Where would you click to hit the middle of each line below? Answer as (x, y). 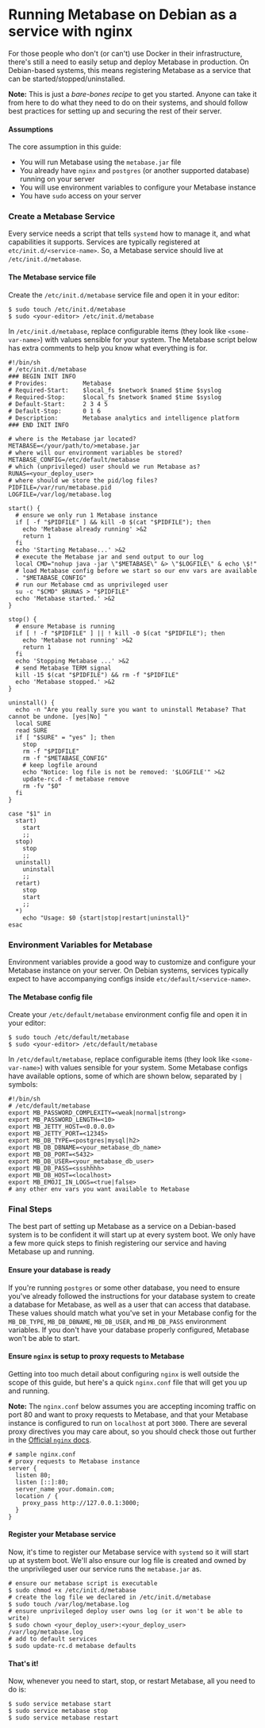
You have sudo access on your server (80, 196)
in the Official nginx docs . (50, 1440)
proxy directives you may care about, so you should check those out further (132, 1431)
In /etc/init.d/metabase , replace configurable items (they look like (117, 331)
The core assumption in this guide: (65, 147)
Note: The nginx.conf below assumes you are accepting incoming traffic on (132, 1406)
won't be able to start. (44, 1338)
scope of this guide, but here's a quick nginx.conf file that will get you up (128, 1382)
